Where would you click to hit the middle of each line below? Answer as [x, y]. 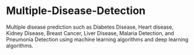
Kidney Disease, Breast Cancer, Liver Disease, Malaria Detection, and [90, 33]
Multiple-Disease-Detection [76, 11]
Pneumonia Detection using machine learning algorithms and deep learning [97, 39]
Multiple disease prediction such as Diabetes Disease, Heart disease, [90, 27]
